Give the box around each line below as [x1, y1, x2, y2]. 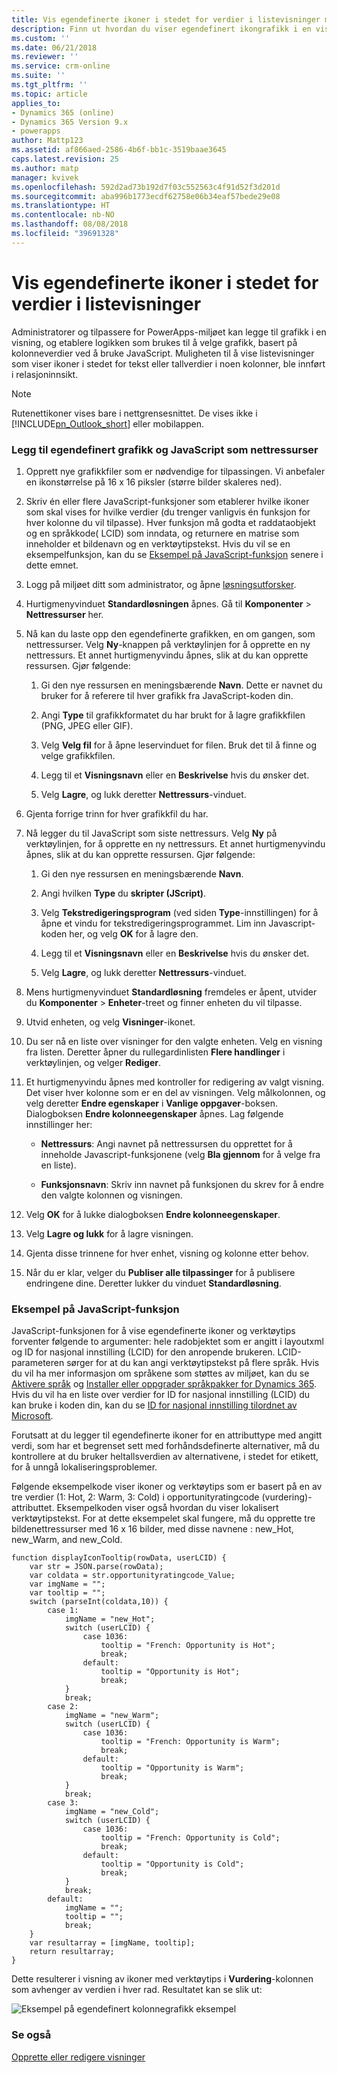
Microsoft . [11, 1410, 54, 1422]
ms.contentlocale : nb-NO [11, 210, 115, 220]
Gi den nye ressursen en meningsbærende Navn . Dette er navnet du [40, 679, 323, 691]
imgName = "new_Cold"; [64, 1807, 160, 1817]
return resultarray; [29, 1947, 115, 1957]
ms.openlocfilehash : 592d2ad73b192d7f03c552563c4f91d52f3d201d [11, 182, 281, 192]
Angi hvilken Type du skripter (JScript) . [40, 887, 207, 899]
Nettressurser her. [25, 608, 104, 620]
